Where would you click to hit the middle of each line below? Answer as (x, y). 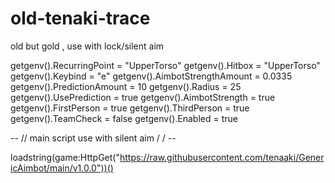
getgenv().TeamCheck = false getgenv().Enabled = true (124, 118)
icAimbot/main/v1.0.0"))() (62, 168)
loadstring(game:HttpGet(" (65, 157)
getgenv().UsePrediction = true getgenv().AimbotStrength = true (143, 97)
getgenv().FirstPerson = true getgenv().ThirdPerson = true (130, 108)
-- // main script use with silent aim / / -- (93, 138)
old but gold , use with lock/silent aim (87, 46)
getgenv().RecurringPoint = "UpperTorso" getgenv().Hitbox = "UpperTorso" (165, 65)
